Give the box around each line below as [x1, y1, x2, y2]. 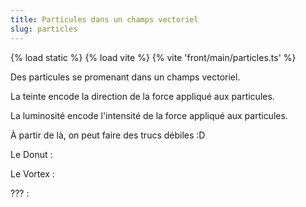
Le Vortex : [10, 167, 55, 180]
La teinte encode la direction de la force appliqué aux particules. [10, 90, 275, 102]
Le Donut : [10, 148, 53, 160]
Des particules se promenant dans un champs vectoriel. [10, 71, 241, 83]
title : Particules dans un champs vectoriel [10, 14, 199, 25]
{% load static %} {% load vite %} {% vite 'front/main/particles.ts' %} [10, 51, 297, 63]
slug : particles [10, 24, 78, 34]
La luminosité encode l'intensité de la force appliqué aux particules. [10, 109, 288, 121]
